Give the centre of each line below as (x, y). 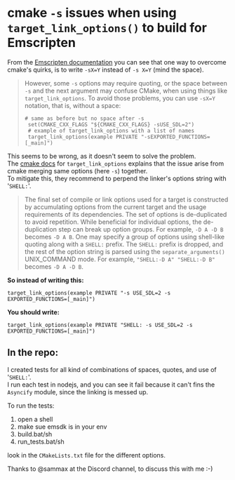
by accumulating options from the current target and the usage (115, 207)
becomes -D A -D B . (54, 266)
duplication (41, 229)
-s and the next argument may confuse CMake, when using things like (126, 91)
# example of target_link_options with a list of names (111, 131)
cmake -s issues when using (92, 13)
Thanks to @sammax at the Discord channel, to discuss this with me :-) (110, 469)
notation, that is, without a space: (73, 105)
